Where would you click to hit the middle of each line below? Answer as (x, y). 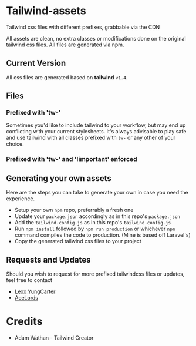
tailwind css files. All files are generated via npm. (65, 45)
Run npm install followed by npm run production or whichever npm (95, 229)
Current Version (36, 63)
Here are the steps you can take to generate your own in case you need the (97, 193)
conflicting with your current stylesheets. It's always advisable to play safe (96, 132)
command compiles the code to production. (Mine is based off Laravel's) (102, 235)
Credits (24, 322)
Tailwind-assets (46, 11)
